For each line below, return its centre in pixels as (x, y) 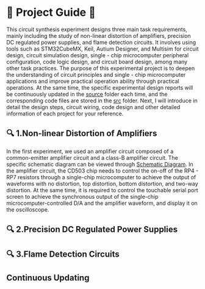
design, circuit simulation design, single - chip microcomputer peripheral (98, 55)
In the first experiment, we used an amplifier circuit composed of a (90, 151)
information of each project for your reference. (65, 113)
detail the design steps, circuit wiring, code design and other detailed (93, 107)
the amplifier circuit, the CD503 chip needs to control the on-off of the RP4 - (103, 171)
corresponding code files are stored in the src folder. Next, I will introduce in (102, 101)
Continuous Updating (48, 278)
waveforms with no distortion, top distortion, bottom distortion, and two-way (102, 184)
